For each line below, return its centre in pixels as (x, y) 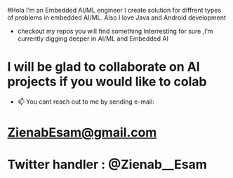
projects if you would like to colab (107, 82)
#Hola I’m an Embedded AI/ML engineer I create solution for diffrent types (114, 10)
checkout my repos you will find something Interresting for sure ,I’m (115, 31)
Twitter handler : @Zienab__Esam (107, 165)
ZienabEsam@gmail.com (82, 133)
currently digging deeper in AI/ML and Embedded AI (93, 39)
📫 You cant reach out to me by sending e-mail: (86, 102)
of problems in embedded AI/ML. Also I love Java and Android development (117, 18)
